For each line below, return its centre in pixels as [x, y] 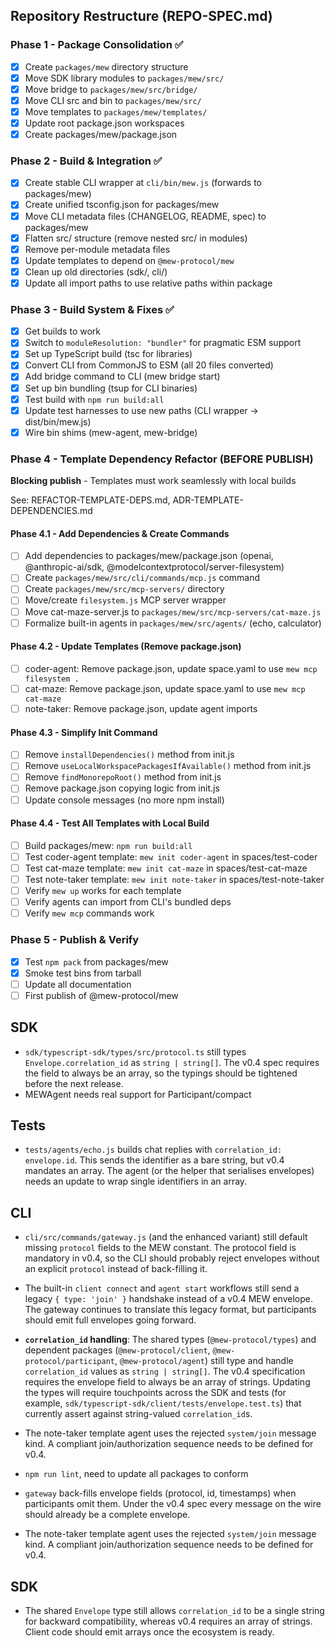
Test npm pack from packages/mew [96, 961]
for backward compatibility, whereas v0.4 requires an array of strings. [168, 1621]
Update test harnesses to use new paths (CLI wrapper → [141, 410]
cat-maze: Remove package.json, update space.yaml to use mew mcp [165, 688]
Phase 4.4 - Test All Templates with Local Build [110, 823]
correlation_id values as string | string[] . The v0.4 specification [165, 1371]
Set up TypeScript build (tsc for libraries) [108, 354]
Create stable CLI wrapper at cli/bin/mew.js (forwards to [143, 183]
